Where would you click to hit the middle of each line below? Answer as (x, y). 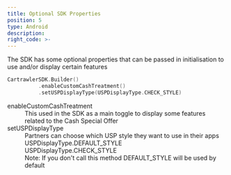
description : (26, 33)
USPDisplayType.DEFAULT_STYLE (73, 143)
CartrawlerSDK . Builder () (43, 80)
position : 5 (24, 20)
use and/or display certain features (57, 67)
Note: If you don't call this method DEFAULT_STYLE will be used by (121, 158)
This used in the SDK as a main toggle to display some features (115, 113)
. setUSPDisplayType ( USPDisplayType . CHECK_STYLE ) (110, 92)
